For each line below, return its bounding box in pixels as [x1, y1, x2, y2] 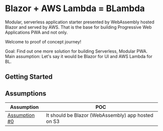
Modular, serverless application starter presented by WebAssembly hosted [5, 19, 154, 25]
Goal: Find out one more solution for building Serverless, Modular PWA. [5, 48, 148, 54]
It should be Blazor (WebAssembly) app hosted [46, 112, 154, 119]
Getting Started [5, 73, 53, 81]
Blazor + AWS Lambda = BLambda [5, 3, 145, 14]
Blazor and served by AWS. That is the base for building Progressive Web [5, 24, 152, 30]
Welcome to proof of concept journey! [5, 38, 81, 44]
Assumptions [5, 89, 47, 97]
